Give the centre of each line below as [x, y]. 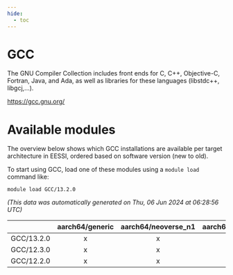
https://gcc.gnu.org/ [36, 102]
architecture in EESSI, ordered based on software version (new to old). [108, 156]
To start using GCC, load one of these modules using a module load [103, 170]
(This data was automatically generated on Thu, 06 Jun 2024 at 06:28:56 [113, 202]
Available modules [61, 130]
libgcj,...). [20, 88]
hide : [15, 14]
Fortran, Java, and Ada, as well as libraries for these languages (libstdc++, [113, 81]
